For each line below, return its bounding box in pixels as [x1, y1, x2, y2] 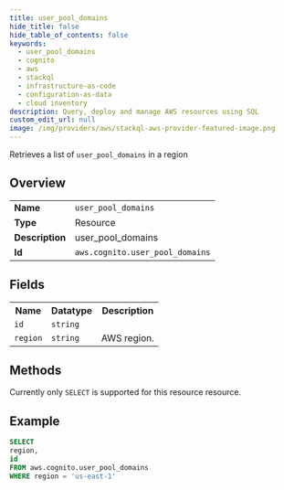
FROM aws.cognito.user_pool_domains [9, 463, 149, 472]
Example [9, 413, 60, 429]
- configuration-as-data [17, 90, 112, 99]
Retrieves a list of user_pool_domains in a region [9, 149, 189, 160]
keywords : [9, 38, 47, 48]
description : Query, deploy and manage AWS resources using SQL [9, 107, 259, 116]
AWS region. [100, 331, 155, 344]
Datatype [51, 304, 93, 316]
